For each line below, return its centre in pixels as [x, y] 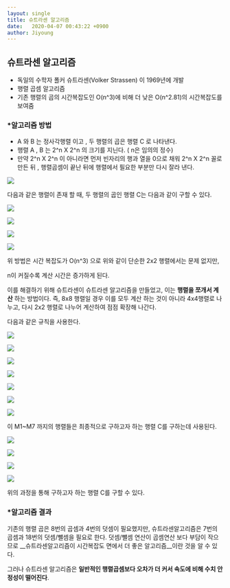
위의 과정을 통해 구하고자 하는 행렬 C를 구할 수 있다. [76, 493]
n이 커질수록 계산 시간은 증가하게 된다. [58, 275]
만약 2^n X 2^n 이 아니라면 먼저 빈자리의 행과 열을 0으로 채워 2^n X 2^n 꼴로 [119, 159]
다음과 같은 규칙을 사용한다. [44, 322]
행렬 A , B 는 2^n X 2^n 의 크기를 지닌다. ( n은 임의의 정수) [95, 150]
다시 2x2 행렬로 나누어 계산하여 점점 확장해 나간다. [89, 307]
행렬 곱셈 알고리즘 [41, 89]
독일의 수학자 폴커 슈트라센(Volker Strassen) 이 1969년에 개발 [100, 80]
